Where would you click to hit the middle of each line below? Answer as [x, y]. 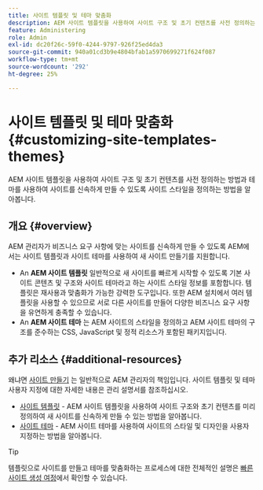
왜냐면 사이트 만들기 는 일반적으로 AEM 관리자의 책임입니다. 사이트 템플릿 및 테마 [132, 380]
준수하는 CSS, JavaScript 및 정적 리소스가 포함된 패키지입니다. [131, 332]
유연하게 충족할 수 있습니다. [70, 313]
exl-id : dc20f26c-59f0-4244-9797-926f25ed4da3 [86, 45]
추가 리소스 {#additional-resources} [95, 359]
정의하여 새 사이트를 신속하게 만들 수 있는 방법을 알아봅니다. [111, 416]
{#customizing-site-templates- [113, 139]
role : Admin [27, 37]
